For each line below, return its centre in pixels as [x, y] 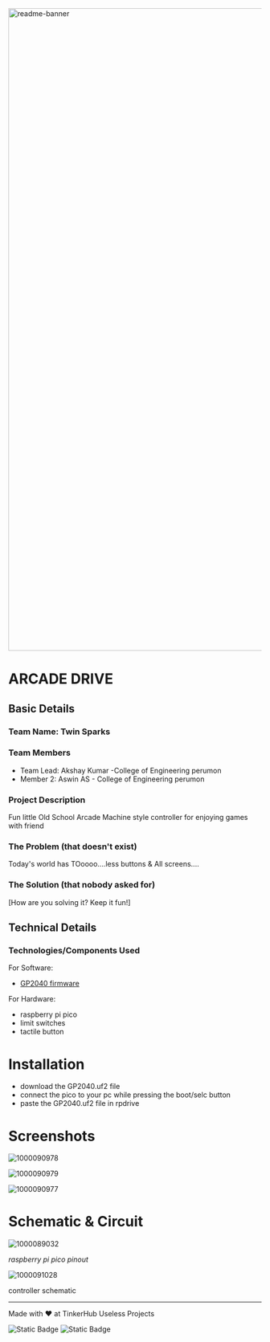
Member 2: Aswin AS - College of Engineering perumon [112, 779]
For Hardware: [32, 999]
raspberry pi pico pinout [48, 1259]
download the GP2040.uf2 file [70, 1087]
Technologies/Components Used [74, 950]
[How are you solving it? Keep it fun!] [70, 902]
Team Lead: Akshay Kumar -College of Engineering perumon [121, 770]
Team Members [39, 753]
